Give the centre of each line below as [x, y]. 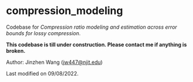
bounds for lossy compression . [43, 33]
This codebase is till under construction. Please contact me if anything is [96, 45]
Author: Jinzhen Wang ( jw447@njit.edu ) [54, 62]
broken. [16, 50]
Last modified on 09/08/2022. [42, 73]
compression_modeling [65, 11]
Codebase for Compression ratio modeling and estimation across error [92, 27]
